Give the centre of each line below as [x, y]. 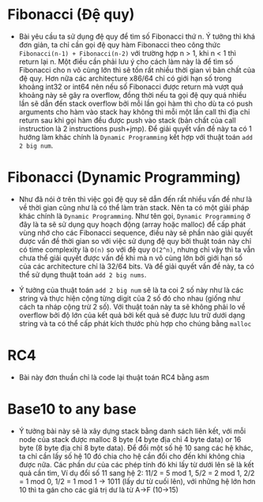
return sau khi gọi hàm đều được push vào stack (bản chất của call [127, 120]
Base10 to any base [72, 409]
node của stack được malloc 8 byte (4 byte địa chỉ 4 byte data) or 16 [130, 439]
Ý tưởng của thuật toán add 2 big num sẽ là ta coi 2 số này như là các [131, 290]
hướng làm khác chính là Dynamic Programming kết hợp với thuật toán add [136, 137]
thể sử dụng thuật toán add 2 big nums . [83, 275]
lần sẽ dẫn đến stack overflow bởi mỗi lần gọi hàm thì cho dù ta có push [136, 103]
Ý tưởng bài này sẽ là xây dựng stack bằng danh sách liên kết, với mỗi [132, 431]
